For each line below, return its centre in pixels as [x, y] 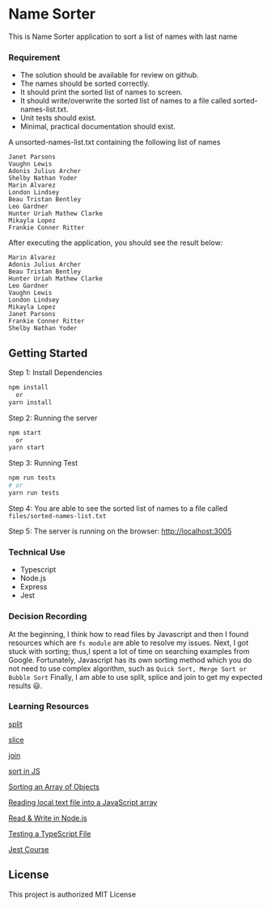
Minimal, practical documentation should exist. [98, 127]
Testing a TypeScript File [50, 833]
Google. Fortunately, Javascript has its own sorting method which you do [130, 660]
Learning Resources [49, 707]
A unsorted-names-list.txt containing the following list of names [114, 142]
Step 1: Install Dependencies [55, 373]
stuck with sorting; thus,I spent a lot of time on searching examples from [129, 651]
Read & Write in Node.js [48, 818]
